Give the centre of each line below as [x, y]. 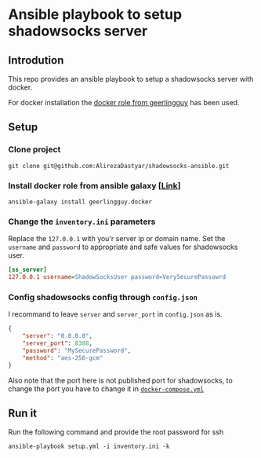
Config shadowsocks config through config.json [103, 297]
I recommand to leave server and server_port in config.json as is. [115, 314]
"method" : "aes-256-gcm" [63, 358]
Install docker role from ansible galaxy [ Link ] [94, 185]
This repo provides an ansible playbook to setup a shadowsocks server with [131, 79]
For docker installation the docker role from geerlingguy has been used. [124, 103]
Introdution [36, 60]
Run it [23, 413]
